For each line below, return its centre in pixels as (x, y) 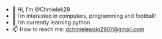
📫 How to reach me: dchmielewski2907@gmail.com (78, 29)
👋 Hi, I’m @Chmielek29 (41, 9)
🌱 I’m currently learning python (51, 22)
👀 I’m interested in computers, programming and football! (84, 16)
